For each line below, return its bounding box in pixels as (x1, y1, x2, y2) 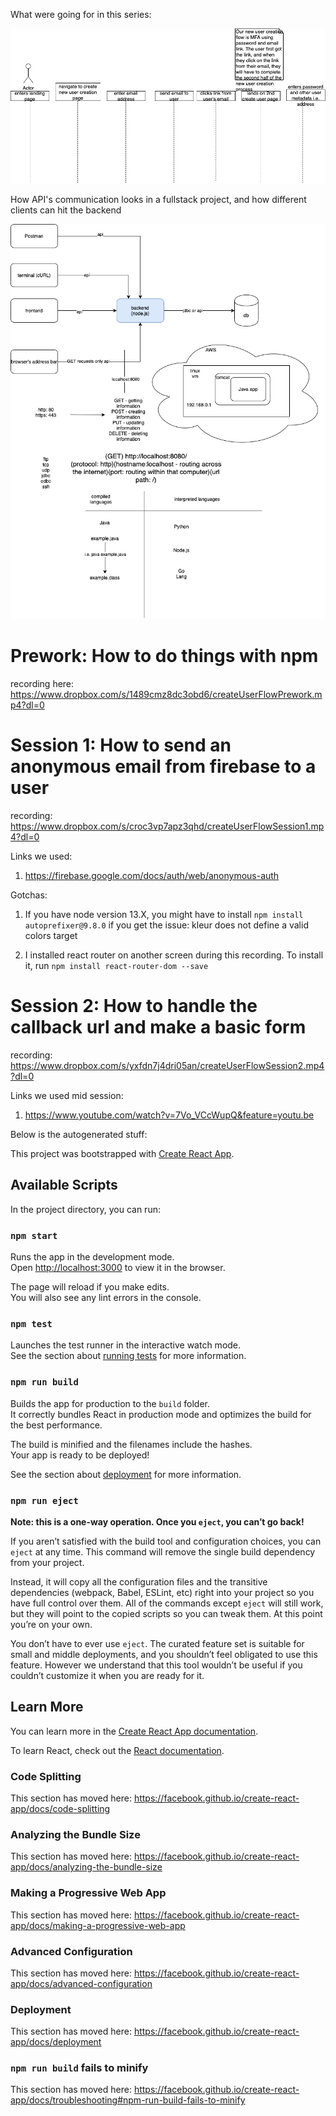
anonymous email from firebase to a (10, 755, 317, 778)
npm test (10, 1318, 53, 1329)
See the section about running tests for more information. (10, 1350, 247, 1362)
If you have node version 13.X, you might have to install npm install (24, 908, 304, 920)
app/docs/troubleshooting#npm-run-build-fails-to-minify (10, 2094, 246, 2106)
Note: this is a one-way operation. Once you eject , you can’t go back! (10, 1515, 305, 1528)
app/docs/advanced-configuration (10, 1977, 153, 1989)
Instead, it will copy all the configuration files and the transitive (10, 1575, 268, 1588)
